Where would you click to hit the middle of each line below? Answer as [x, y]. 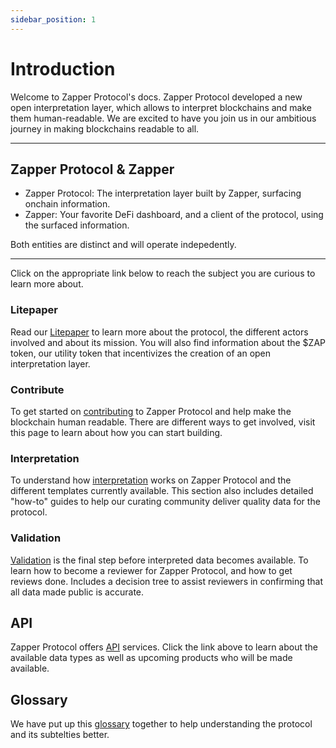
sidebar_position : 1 [53, 19]
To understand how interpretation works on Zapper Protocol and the [151, 480]
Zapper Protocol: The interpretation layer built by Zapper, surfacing [163, 193]
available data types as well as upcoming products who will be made [151, 658]
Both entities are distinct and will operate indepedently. [123, 245]
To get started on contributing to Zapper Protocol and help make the [151, 411]
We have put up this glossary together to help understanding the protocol [161, 724]
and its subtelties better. [60, 735]
